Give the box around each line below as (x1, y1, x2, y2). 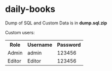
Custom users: (5, 29, 35, 35)
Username (27, 41, 53, 48)
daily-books (5, 3, 56, 15)
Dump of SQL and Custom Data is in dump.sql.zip (5, 20, 108, 26)
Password (57, 41, 81, 48)
